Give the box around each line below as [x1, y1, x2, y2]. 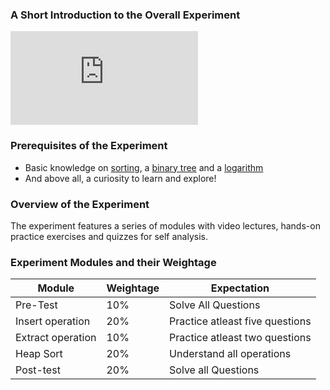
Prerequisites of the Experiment [10, 139, 168, 153]
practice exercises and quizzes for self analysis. [10, 230, 209, 242]
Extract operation [15, 331, 97, 345]
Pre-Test [15, 298, 58, 312]
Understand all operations [169, 347, 292, 361]
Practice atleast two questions [169, 331, 312, 345]
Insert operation [15, 314, 91, 328]
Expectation [210, 281, 270, 295]
